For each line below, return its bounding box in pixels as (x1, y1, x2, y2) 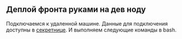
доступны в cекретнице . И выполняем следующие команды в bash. (6, 26, 177, 33)
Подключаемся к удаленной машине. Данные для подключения (6, 20, 168, 27)
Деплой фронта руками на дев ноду (6, 5, 146, 15)
